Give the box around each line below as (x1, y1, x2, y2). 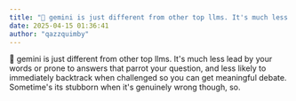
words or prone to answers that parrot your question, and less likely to (9, 63, 267, 74)
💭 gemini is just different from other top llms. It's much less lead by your (9, 54, 273, 65)
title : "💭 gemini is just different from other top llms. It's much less (9, 12, 289, 22)
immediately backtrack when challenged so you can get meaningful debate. (9, 73, 287, 83)
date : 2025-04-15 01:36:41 (9, 21, 109, 30)
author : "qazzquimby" (9, 29, 90, 38)
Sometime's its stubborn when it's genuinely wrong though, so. (9, 82, 242, 93)
